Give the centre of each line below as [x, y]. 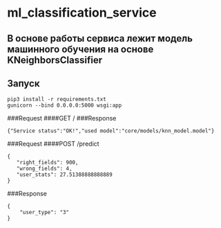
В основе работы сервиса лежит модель [100, 38]
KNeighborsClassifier [55, 60]
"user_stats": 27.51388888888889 [64, 175]
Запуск [23, 84]
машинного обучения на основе [80, 49]
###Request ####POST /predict [53, 144]
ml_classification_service [82, 13]
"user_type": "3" [45, 213]
